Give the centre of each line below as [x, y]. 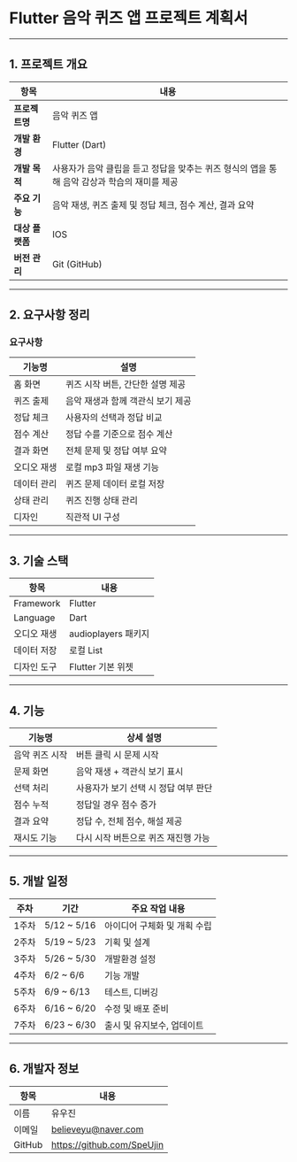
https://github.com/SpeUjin [108, 1144]
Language [34, 618]
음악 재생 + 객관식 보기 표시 [129, 772]
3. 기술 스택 [39, 561]
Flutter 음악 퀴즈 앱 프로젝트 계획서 [129, 18]
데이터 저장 [35, 650]
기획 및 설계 [127, 942]
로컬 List [86, 650]
